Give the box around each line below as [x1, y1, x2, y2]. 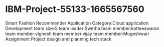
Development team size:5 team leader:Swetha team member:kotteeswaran [5, 25, 159, 31]
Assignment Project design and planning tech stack [5, 36, 112, 42]
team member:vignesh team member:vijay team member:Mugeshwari [5, 30, 149, 36]
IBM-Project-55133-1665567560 [5, 3, 144, 15]
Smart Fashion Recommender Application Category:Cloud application [5, 20, 149, 26]
